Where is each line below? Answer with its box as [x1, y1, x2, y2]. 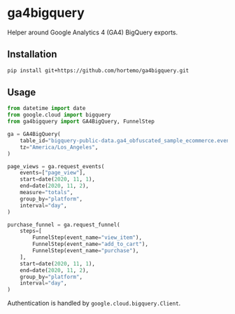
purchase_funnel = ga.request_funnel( [7, 221, 120, 228]
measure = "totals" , [20, 189, 73, 196]
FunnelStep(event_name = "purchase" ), [32, 247, 139, 254]
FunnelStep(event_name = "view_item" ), [32, 234, 142, 241]
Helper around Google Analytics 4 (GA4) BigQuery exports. [7, 28, 178, 36]
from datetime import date [7, 105, 86, 112]
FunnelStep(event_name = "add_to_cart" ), [32, 240, 149, 248]
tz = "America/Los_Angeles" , [20, 144, 99, 151]
